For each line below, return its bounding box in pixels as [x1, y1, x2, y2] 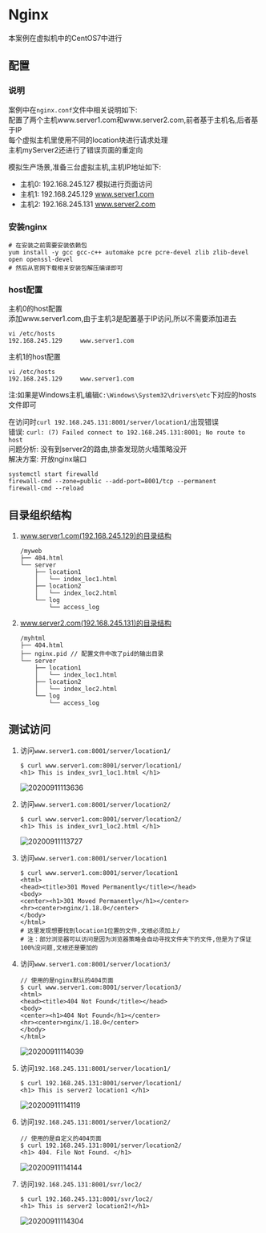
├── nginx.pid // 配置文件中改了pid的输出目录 [19, 650, 164, 658]
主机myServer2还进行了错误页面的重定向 [8, 144, 143, 154]
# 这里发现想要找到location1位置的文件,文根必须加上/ [19, 926, 180, 934]
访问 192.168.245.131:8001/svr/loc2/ [19, 1178, 143, 1189]
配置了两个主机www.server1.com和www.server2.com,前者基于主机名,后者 [8, 115, 252, 124]
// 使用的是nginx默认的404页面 [19, 976, 114, 984]
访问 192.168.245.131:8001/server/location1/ [19, 1063, 171, 1072]
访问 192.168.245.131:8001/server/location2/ [19, 1117, 171, 1126]
